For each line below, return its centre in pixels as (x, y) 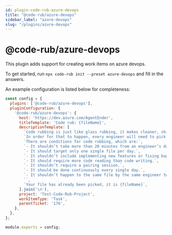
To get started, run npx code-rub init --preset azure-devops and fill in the (84, 74)
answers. (15, 80)
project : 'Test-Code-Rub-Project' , (57, 194)
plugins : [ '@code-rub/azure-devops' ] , (51, 104)
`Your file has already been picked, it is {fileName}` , (85, 184)
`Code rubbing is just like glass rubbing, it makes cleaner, (91, 132)
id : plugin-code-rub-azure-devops (42, 10)
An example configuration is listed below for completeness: (68, 89)
